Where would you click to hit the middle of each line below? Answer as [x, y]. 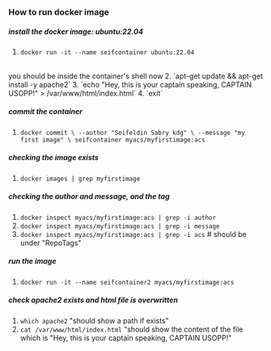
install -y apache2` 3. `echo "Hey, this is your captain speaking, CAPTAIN [130, 84]
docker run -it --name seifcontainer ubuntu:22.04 [107, 52]
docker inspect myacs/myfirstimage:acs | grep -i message [120, 226]
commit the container [45, 112]
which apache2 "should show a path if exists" [95, 320]
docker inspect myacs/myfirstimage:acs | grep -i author [118, 218]
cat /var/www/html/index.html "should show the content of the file [131, 329]
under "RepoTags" [51, 243]
